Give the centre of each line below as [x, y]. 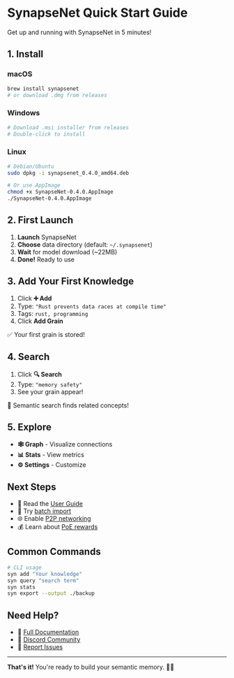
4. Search [29, 357]
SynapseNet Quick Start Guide [97, 13]
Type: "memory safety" [49, 384]
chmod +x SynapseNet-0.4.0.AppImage [60, 192]
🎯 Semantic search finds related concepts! [68, 405]
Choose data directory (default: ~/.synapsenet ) [85, 244]
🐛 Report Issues [40, 647]
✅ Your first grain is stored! [46, 334]
